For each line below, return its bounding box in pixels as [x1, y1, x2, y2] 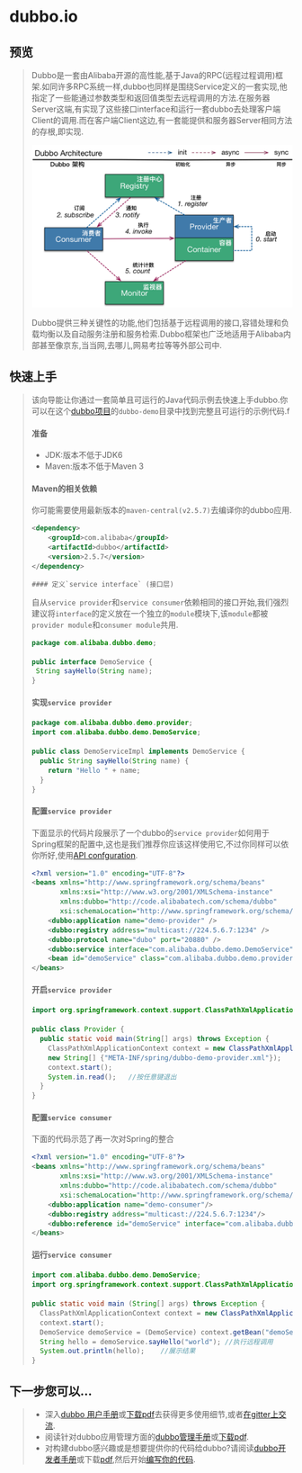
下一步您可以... [9, 1383, 93, 1398]
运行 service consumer [31, 1249, 112, 1260]
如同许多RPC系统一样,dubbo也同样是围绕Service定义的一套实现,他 [41, 81, 288, 92]
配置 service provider [31, 805, 112, 816]
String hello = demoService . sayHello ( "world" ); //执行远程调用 [40, 1337, 274, 1346]
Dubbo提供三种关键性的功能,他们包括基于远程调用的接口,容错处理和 [31, 318, 281, 328]
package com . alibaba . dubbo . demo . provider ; [31, 718, 193, 728]
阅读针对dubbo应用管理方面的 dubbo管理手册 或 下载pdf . [44, 1432, 249, 1442]
